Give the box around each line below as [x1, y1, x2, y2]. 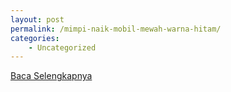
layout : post [10, 14, 65, 25]
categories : [10, 33, 60, 43]
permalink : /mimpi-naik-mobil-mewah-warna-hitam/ [10, 24, 222, 34]
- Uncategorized [28, 42, 97, 53]
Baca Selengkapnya [10, 70, 93, 82]
